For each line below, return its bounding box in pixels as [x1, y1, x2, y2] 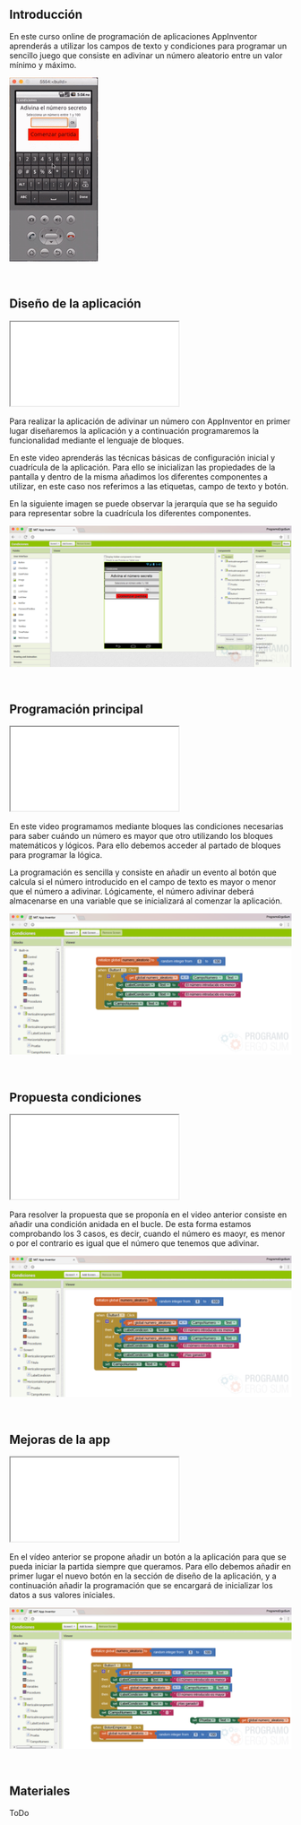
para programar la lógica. [9, 850, 103, 861]
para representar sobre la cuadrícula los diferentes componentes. [9, 507, 252, 518]
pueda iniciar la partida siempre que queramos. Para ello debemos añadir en [9, 1561, 291, 1572]
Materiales [9, 1784, 71, 1799]
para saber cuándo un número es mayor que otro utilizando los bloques [9, 831, 273, 842]
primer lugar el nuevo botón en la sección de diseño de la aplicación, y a [9, 1570, 277, 1581]
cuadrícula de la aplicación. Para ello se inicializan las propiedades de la [9, 462, 276, 472]
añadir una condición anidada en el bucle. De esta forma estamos [9, 1219, 252, 1230]
